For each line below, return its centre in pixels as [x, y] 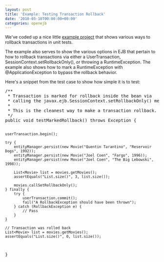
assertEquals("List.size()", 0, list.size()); [53, 237]
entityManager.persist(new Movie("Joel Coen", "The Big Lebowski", [84, 160]
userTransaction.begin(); [31, 134]
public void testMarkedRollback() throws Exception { [71, 121]
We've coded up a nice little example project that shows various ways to [78, 37]
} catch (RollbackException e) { [48, 207]
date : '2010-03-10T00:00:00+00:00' [41, 19]
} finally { [17, 190]
